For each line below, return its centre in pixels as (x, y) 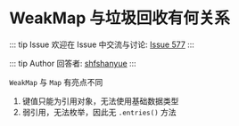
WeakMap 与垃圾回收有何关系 (119, 18)
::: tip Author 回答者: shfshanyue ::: (73, 63)
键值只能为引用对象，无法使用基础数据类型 (100, 101)
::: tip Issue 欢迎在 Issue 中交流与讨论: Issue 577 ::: (102, 44)
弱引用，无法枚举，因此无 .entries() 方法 (99, 112)
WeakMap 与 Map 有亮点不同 (56, 82)
